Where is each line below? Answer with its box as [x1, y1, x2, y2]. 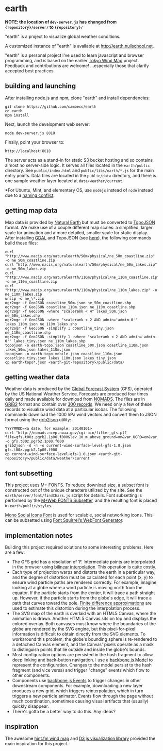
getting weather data [5, 373, 70, 381]
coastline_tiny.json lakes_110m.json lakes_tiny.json [5, 356, 116, 360]
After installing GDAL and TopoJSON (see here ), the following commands [5, 235, 151, 240]
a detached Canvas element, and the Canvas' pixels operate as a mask [12, 642, 154, 647]
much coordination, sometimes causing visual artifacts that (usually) [12, 698, 149, 704]
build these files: [5, 240, 38, 246]
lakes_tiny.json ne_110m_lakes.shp [14, 339, 86, 343]
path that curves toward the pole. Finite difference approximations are [12, 600, 152, 606]
